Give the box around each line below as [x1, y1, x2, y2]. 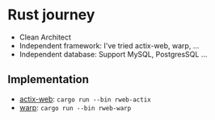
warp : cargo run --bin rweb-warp [19, 102, 132, 112]
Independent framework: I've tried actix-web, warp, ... [19, 40, 200, 50]
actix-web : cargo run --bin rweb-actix [19, 94, 151, 104]
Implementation [7, 72, 90, 86]
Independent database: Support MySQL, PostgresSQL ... [19, 49, 208, 59]
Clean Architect [19, 32, 72, 42]
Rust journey [7, 6, 95, 24]
